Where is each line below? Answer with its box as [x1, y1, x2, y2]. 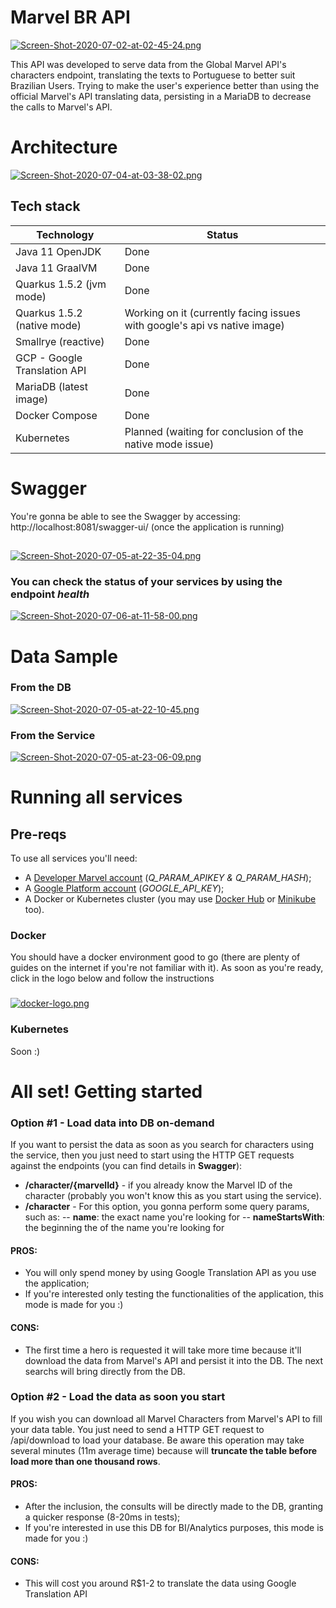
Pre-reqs [10, 826, 67, 843]
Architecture [10, 136, 118, 159]
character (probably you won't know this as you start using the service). [24, 1190, 322, 1202]
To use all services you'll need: [10, 852, 138, 865]
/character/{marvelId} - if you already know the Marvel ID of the [24, 1179, 293, 1191]
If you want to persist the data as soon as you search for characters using [10, 1139, 315, 1151]
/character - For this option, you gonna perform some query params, [24, 1201, 310, 1213]
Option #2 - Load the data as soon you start [10, 1390, 226, 1404]
